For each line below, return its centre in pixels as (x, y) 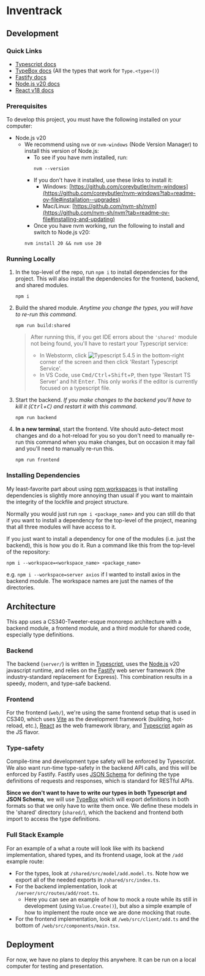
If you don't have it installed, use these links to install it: (103, 180)
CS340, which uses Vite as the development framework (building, (89, 719)
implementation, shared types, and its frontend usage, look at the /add (95, 854)
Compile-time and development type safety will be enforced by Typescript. (101, 761)
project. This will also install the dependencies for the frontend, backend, (107, 279)
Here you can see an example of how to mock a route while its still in (111, 899)
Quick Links (24, 51)
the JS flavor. (23, 732)
